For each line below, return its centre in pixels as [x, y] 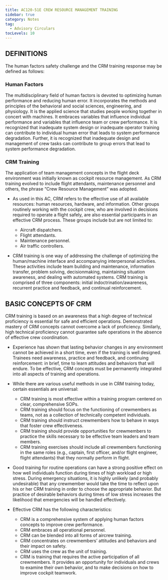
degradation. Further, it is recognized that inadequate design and [72, 138]
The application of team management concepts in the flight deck [72, 173]
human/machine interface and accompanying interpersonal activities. [85, 261]
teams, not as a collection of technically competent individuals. [85, 415]
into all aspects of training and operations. [56, 374]
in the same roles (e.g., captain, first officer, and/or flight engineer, [89, 452]
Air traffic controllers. [42, 246]
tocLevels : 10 [20, 33]
